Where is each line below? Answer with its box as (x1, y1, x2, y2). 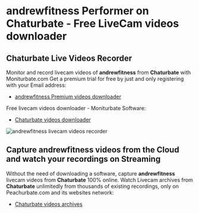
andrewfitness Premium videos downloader (14, 93, 122, 100)
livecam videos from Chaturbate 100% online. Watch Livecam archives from (6, 176, 193, 183)
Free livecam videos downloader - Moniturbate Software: (6, 105, 146, 111)
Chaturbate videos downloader (14, 116, 91, 123)
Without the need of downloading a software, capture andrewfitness (6, 170, 175, 177)
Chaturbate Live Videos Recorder (6, 53, 132, 63)
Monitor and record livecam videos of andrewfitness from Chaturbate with (6, 69, 191, 76)
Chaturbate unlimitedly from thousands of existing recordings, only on (6, 183, 179, 190)
